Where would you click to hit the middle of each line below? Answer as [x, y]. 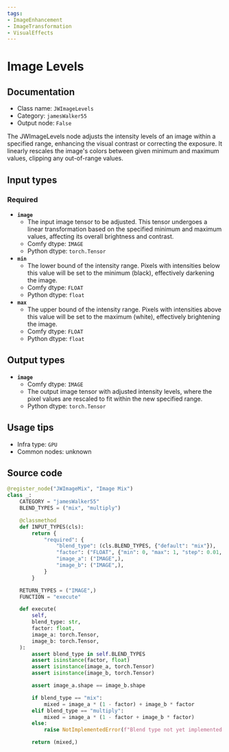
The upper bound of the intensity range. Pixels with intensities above [124, 309]
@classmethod [38, 520]
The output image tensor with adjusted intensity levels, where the [120, 391]
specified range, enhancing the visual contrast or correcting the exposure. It [115, 144]
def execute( [38, 609]
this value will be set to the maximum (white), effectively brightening [124, 316]
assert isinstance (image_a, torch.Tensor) [93, 667]
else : [40, 723]
